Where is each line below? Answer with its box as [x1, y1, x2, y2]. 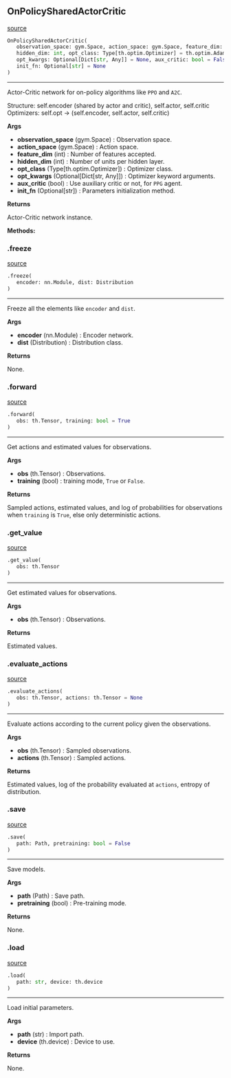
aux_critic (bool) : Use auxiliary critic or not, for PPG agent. [16, 179, 183, 187]
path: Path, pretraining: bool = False [16, 840, 131, 847]
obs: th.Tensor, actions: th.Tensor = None [16, 694, 143, 701]
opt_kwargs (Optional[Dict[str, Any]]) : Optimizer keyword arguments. [16, 171, 215, 180]
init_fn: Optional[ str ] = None [16, 63, 107, 70]
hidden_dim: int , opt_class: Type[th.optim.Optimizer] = [16, 50, 184, 57]
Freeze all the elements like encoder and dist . [7, 304, 136, 312]
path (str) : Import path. [16, 1031, 85, 1039]
